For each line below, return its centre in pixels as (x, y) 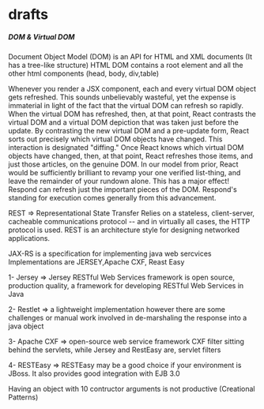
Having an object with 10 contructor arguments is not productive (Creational (132, 389)
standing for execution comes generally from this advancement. (112, 198)
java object (26, 326)
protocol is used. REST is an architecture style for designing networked (124, 230)
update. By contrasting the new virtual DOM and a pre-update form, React (128, 131)
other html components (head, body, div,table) (84, 73)
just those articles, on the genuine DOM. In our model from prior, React (123, 164)
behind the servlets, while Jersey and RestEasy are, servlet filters (115, 350)
